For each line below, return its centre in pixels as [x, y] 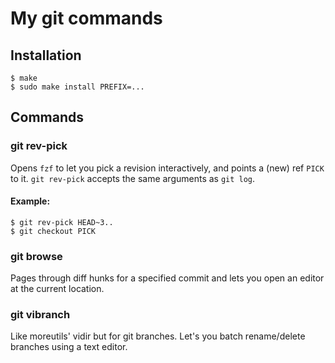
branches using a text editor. [69, 347]
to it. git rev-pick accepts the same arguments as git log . [133, 178]
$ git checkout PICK [53, 231]
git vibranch [40, 315]
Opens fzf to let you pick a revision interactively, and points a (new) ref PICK [167, 168]
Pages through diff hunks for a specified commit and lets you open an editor [167, 278]
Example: [30, 201]
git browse [36, 256]
